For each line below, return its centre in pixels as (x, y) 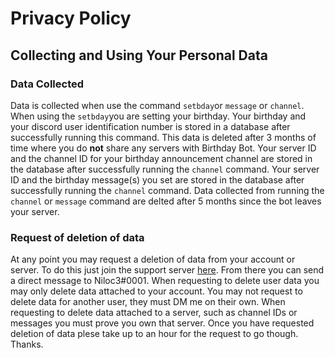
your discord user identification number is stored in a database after (150, 126)
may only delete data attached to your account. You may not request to (156, 291)
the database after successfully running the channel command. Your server (165, 169)
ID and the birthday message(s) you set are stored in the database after (157, 179)
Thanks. (27, 344)
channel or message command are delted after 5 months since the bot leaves (166, 201)
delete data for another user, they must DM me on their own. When (148, 302)
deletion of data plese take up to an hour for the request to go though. (154, 334)
